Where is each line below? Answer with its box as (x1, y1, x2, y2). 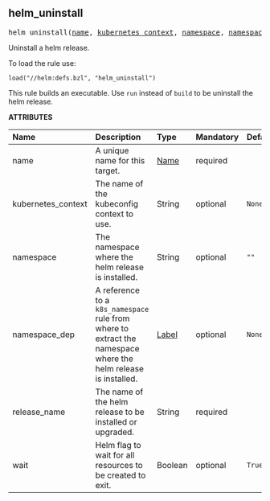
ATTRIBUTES (8, 112, 53, 121)
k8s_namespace (95, 305, 149, 314)
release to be (95, 406, 145, 417)
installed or (95, 416, 137, 427)
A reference (95, 285, 141, 296)
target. (95, 165, 121, 176)
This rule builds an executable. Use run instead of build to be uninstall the (8, 88, 253, 97)
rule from (95, 313, 130, 324)
